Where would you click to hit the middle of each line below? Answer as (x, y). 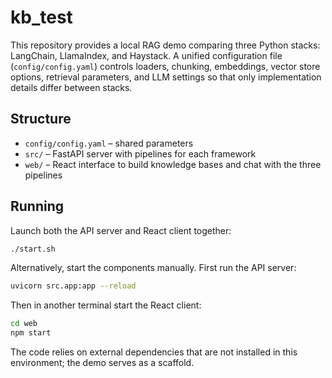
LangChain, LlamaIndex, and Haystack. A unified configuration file (146, 55)
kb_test (41, 17)
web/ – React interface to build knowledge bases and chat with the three (173, 164)
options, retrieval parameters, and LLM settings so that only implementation (166, 77)
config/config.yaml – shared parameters (109, 143)
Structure (41, 119)
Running (37, 206)
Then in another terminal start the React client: (106, 305)
